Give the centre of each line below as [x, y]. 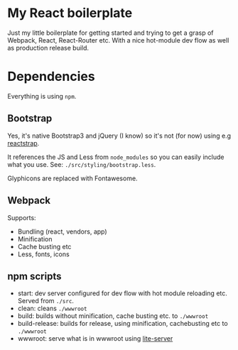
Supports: [22, 217]
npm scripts [34, 276]
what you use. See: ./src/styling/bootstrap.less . [82, 164]
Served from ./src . [46, 301]
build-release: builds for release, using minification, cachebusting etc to [123, 324]
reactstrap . [23, 143]
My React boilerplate [70, 13]
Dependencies [51, 77]
